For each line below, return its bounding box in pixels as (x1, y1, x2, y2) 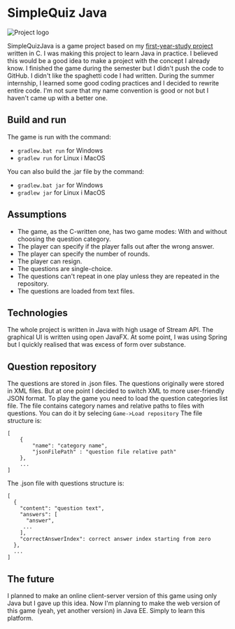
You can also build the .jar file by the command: (7, 167, 145, 176)
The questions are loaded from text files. (17, 286, 135, 295)
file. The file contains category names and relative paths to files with (7, 401, 204, 410)
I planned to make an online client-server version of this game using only (7, 592, 218, 600)
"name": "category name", (32, 443, 108, 450)
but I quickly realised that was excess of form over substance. (7, 340, 187, 349)
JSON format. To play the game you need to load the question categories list (7, 394, 228, 403)
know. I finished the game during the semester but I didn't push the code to (7, 64, 225, 72)
